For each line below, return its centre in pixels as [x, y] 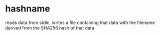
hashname [28, 9]
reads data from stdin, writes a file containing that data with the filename [80, 22]
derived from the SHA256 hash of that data [50, 27]
